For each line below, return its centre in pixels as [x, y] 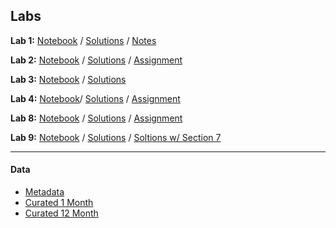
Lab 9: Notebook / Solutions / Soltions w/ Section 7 [116, 137]
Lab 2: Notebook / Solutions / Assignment [96, 60]
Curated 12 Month [61, 213]
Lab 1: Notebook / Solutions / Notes [83, 40]
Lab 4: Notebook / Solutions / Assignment [95, 98]
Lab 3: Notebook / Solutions [68, 79]
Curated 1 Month [59, 203]
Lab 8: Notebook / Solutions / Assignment [96, 118]
